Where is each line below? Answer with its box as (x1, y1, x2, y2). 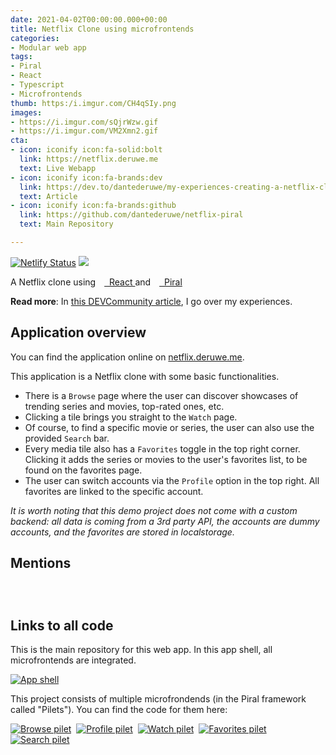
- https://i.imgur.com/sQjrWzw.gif (10, 117, 159, 127)
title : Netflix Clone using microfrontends (10, 24, 195, 34)
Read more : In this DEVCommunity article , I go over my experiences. (10, 295, 293, 307)
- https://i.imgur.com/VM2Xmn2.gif (10, 126, 159, 136)
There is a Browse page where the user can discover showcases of (24, 389, 299, 401)
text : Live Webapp (19, 163, 97, 173)
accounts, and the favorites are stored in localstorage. (10, 526, 235, 538)
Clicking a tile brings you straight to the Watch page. (24, 411, 238, 423)
